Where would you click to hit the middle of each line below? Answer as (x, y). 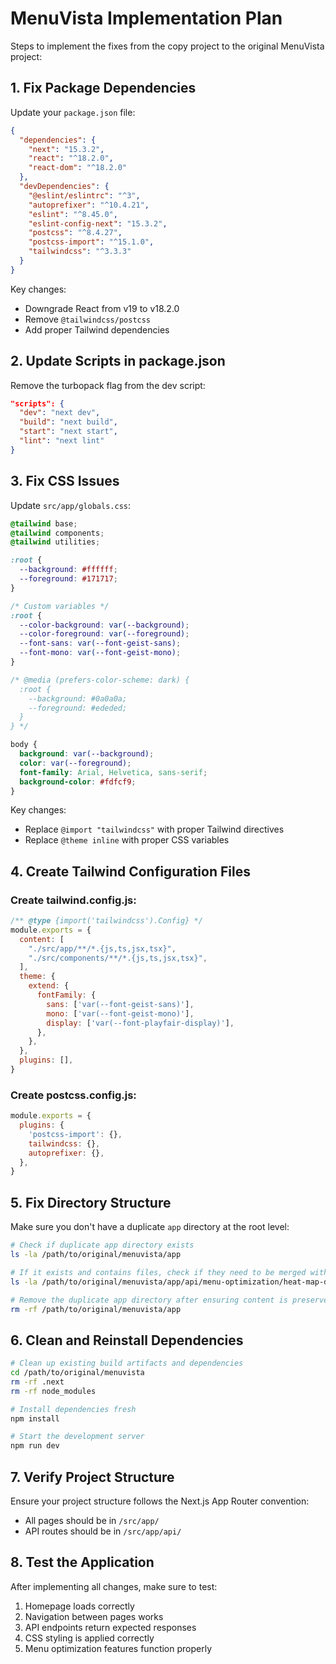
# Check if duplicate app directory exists (102, 1245)
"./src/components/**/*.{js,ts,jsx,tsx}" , (118, 958)
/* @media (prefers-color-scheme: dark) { (100, 680)
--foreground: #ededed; (78, 708)
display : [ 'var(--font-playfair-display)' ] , (140, 1023)
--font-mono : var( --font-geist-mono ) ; (100, 653)
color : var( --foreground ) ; (75, 763)
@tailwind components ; (57, 533)
